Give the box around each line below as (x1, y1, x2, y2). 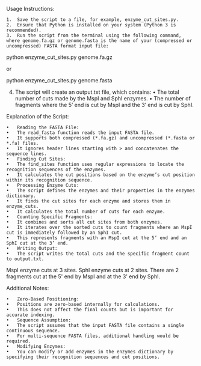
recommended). (6, 27, 42, 33)
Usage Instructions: (6, 5, 55, 12)
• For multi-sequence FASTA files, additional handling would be (6, 333, 179, 339)
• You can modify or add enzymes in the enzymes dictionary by (6, 349, 173, 355)
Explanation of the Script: (6, 113, 69, 120)
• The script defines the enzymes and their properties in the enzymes (6, 188, 196, 194)
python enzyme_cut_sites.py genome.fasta (6, 77, 113, 84)
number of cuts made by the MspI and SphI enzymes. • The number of (14, 95, 191, 102)
